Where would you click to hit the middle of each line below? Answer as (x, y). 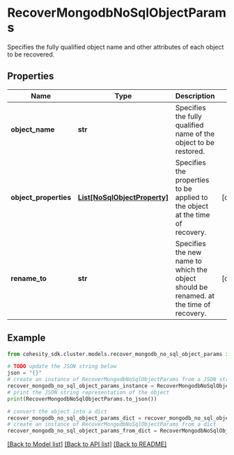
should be (192, 287)
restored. (190, 151)
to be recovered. (31, 54)
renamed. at (195, 295)
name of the (195, 134)
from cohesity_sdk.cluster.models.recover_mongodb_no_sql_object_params (115, 354)
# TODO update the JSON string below (62, 367)
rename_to (29, 278)
